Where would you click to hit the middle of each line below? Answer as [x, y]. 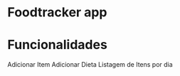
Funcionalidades [58, 45]
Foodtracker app [57, 12]
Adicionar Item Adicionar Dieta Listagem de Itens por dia [90, 65]
